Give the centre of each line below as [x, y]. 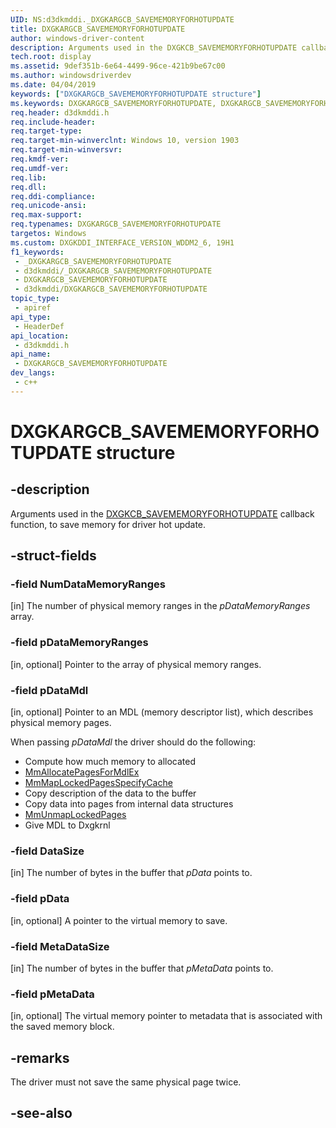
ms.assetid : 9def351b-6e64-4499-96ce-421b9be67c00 [118, 66]
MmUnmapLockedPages [75, 815]
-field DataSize [47, 851]
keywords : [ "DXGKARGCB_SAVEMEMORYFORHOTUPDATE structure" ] [136, 94]
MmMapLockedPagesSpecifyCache [98, 783]
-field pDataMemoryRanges [79, 643]
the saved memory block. [62, 1027]
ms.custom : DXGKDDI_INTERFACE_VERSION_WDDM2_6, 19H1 [122, 242]
